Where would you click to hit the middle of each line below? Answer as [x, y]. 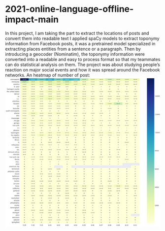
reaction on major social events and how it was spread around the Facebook [82, 69]
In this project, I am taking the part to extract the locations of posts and [77, 33]
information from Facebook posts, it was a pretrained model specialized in [80, 43]
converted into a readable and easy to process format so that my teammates [83, 59]
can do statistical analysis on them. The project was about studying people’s [82, 65]
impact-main [32, 19]
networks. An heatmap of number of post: [48, 75]
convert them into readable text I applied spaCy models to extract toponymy [82, 38]
